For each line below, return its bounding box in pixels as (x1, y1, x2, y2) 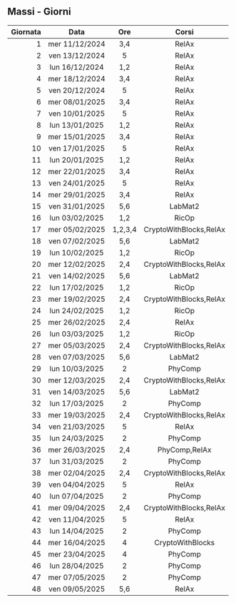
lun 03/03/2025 (49, 328, 105, 338)
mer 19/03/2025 (48, 410, 106, 420)
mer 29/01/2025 (48, 189, 106, 199)
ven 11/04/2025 (48, 514, 106, 524)
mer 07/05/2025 (48, 572, 106, 582)
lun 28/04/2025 (49, 560, 105, 570)
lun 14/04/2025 (49, 526, 105, 536)
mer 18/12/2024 (48, 74, 106, 83)
